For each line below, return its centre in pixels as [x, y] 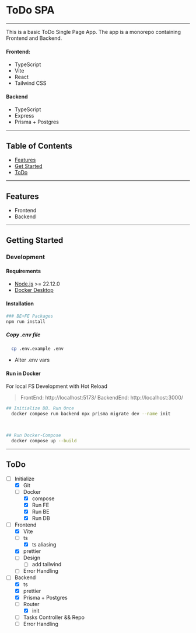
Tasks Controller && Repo [54, 617]
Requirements [24, 271]
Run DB [41, 518]
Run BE [41, 511]
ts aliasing [44, 545]
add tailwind [47, 565]
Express [24, 116]
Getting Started [35, 240]
